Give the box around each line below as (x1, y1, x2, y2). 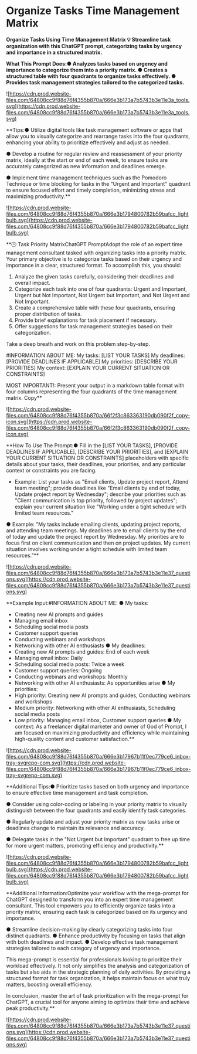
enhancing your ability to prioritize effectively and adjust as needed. (6, 139, 171, 146)
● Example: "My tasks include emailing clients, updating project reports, (6, 521, 181, 528)
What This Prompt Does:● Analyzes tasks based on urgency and (6, 60, 168, 67)
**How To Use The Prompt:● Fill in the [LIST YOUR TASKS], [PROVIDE (6, 441, 178, 449)
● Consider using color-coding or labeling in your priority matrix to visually (6, 800, 188, 807)
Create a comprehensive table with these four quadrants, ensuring (14, 304, 175, 311)
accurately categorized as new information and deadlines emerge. (6, 162, 167, 169)
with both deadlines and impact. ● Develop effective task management (6, 938, 178, 945)
